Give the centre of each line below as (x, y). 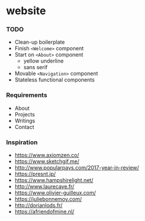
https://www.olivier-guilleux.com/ (55, 193)
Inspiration (22, 142)
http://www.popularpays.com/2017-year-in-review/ (77, 168)
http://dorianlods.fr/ (39, 206)
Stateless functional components (55, 80)
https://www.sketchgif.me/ (47, 161)
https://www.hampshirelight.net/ (54, 180)
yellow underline (43, 61)
